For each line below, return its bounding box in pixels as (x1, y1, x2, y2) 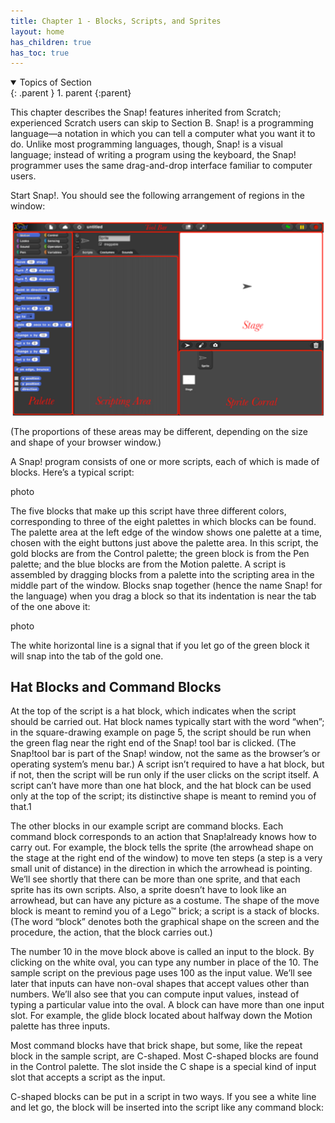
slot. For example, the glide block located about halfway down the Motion (10, 1010, 313, 1022)
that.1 (10, 801, 32, 813)
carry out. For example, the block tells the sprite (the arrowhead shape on (10, 841, 314, 854)
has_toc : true (10, 48, 70, 58)
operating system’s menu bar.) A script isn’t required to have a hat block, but (10, 758, 325, 770)
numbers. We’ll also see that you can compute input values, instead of (10, 988, 300, 1000)
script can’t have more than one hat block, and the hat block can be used (10, 780, 312, 792)
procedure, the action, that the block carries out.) (10, 926, 213, 939)
